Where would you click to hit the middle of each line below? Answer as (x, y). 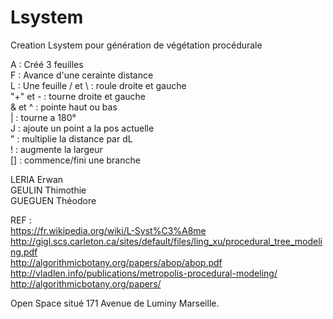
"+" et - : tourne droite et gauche (78, 96)
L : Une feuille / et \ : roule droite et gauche (98, 85)
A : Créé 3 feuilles (47, 64)
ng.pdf (24, 252)
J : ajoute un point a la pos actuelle (82, 128)
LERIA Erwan (37, 179)
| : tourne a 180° (43, 117)
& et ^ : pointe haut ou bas (64, 107)
